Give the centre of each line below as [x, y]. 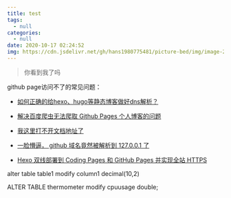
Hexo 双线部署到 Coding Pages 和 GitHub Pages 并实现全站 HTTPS [112, 159]
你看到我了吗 [42, 72]
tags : [15, 20]
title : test [24, 13]
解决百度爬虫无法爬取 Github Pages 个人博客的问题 [89, 116]
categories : [24, 33]
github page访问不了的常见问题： [54, 87]
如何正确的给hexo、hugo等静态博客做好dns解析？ [88, 101]
